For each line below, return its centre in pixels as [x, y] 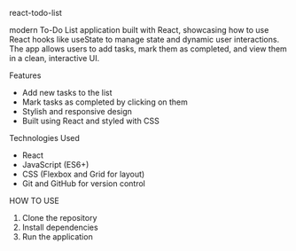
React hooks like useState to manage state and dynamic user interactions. [144, 39]
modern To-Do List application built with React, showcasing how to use [139, 30]
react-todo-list [35, 13]
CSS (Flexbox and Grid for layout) [83, 174]
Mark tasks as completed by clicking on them [105, 102]
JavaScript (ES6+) [55, 165]
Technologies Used [44, 138]
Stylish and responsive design [77, 111]
